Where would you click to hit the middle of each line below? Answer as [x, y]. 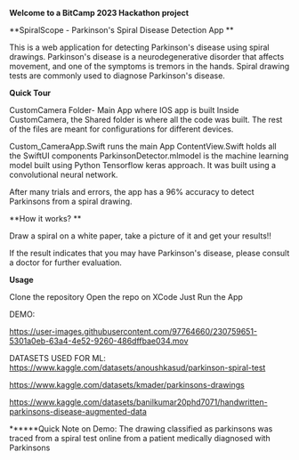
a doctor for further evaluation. [66, 262]
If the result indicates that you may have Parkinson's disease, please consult [149, 253]
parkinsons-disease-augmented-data [78, 412]
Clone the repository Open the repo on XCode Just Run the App [126, 297]
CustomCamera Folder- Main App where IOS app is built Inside [124, 110]
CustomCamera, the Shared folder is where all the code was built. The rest [146, 120]
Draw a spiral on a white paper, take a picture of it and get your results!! [140, 236]
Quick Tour [30, 93]
